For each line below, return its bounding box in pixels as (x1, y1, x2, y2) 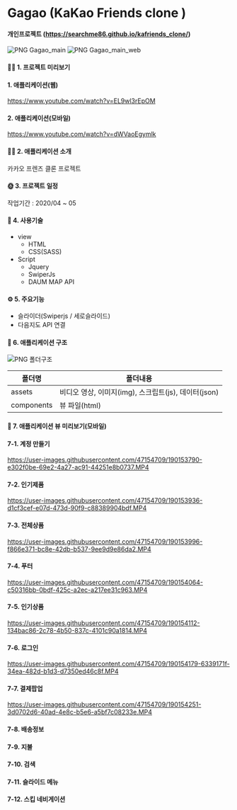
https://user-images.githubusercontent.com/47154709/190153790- (7, 455, 203, 464)
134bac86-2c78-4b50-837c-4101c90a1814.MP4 (7, 627, 147, 635)
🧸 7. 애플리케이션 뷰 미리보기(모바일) (7, 422, 107, 430)
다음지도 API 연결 (17, 321, 66, 329)
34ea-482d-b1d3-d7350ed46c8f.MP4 (7, 667, 119, 675)
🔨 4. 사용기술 (7, 216, 44, 224)
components (11, 400, 53, 410)
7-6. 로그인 (7, 643, 39, 652)
